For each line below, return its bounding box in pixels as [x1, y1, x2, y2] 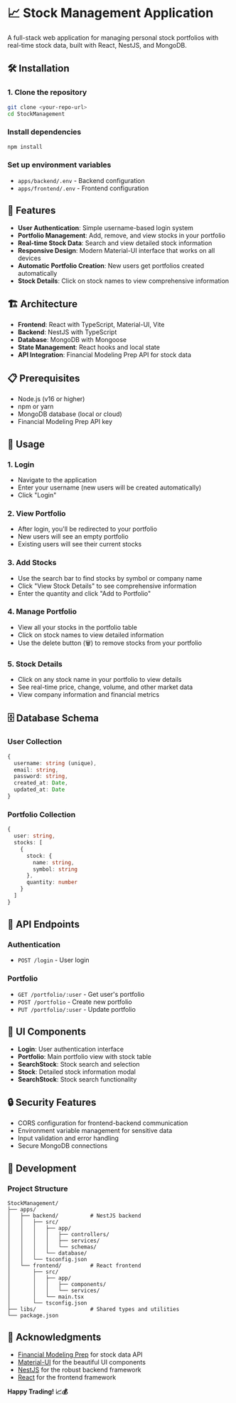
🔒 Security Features [7, 1096, 97, 1108]
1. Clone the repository [7, 88, 87, 98]
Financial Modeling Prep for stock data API [17, 1350, 143, 1359]
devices [17, 254, 41, 262]
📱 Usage [7, 438, 45, 450]
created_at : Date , [14, 780, 69, 787]
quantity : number [26, 879, 78, 886]
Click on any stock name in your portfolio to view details [17, 675, 182, 684]
